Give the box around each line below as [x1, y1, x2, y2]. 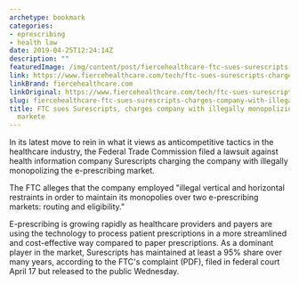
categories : [9, 21, 53, 30]
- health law [9, 37, 58, 47]
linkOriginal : [9, 87, 62, 96]
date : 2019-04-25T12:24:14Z [9, 46, 114, 55]
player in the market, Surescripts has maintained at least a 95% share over [9, 247, 283, 258]
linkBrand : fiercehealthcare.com [9, 79, 133, 88]
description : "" [9, 54, 69, 63]
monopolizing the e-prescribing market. [9, 166, 156, 176]
